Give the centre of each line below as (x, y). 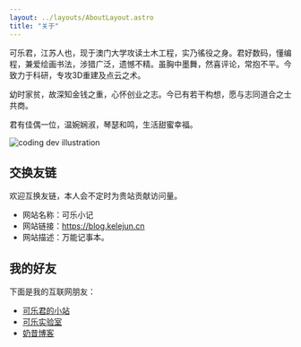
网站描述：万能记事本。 (65, 238)
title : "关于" (34, 26)
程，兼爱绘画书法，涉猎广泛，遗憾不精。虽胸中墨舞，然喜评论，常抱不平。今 (150, 64)
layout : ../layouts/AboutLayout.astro (82, 17)
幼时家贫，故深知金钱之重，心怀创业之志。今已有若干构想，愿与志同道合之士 (150, 94)
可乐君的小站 (46, 311)
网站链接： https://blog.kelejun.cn (83, 226)
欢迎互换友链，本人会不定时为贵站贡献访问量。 (95, 196)
